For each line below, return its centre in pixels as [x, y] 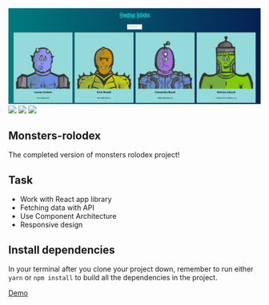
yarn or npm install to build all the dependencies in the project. [113, 278]
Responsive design [51, 225]
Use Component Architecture [68, 216]
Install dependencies [62, 250]
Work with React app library [66, 200]
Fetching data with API [57, 208]
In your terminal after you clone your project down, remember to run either [131, 269]
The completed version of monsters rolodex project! [94, 155]
